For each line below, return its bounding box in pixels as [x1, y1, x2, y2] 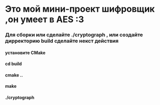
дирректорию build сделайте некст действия [5, 38, 119, 45]
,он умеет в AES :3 [5, 14, 84, 25]
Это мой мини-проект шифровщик [5, 3, 155, 15]
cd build [5, 61, 22, 67]
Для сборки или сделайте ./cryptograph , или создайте [5, 31, 143, 38]
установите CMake [5, 50, 46, 55]
